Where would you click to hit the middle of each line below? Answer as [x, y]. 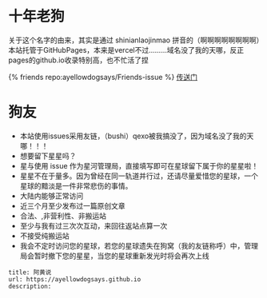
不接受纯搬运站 [44, 236]
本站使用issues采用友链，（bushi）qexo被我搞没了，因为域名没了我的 [133, 136]
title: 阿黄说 [30, 272]
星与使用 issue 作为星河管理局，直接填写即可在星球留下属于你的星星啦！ [139, 165]
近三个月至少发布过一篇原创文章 [72, 205]
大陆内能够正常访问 [52, 196]
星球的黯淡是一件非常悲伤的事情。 [76, 185]
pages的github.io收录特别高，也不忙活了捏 [79, 60]
